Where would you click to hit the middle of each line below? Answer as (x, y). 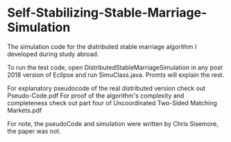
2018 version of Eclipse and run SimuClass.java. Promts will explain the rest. (116, 75)
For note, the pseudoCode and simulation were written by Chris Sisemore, (113, 123)
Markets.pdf (25, 110)
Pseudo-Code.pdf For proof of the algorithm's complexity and (96, 96)
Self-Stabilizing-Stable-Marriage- (107, 13)
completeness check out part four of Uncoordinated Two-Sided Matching (112, 103)
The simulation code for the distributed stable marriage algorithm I (102, 46)
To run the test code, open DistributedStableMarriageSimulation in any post (115, 67)
